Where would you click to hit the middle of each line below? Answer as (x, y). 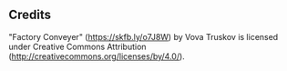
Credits (30, 15)
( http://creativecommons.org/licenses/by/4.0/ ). (97, 56)
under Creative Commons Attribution (77, 46)
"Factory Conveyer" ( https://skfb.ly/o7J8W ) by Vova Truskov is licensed (143, 36)
